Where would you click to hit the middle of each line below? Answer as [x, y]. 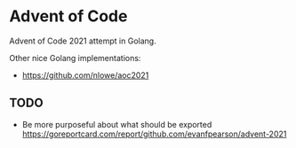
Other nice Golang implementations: [75, 58]
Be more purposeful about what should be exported [117, 124]
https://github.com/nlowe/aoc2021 [85, 75]
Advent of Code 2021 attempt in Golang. [83, 41]
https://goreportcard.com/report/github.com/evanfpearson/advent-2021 [154, 134]
